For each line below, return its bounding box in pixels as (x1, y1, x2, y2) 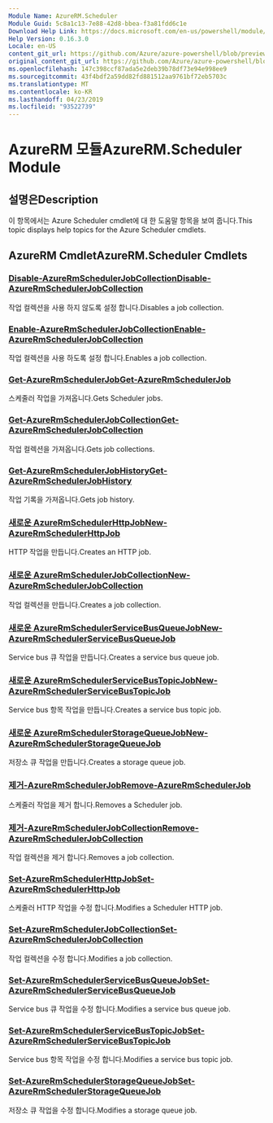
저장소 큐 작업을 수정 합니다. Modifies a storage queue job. (8, 1105, 197, 1115)
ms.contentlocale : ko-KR (8, 87, 93, 96)
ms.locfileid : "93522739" (8, 103, 96, 111)
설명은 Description (8, 192, 99, 206)
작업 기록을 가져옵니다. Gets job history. (8, 494, 136, 504)
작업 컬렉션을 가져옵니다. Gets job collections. (8, 444, 155, 454)
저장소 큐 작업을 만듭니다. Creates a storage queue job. (8, 757, 186, 767)
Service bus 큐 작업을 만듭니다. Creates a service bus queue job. (8, 652, 219, 662)
